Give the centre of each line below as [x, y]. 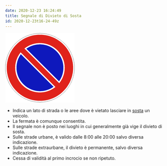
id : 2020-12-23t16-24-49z [32, 21]
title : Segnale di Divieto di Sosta [43, 16]
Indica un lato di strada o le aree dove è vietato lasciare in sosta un [81, 111]
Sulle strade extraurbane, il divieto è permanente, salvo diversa [77, 148]
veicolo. [20, 116]
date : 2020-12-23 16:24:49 [33, 10]
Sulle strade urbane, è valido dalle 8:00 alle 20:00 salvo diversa [78, 137]
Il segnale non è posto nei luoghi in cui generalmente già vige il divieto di [87, 127]
